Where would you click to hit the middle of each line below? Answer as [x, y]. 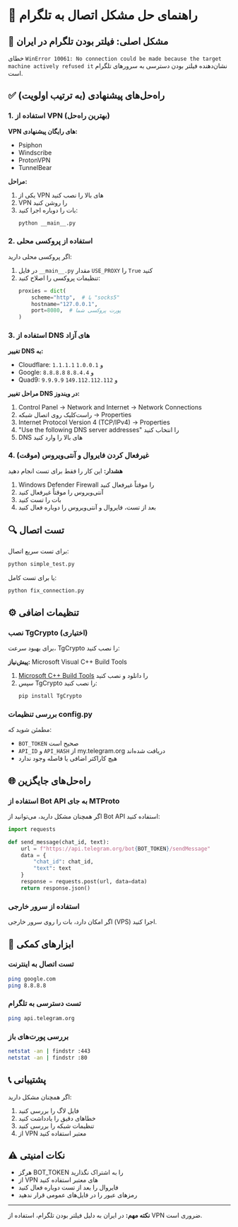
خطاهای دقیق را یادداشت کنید [57, 1118]
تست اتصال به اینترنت [41, 964]
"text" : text [53, 869]
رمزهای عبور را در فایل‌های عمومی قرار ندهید [78, 1195]
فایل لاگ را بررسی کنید [49, 1110]
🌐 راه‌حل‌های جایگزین [49, 780]
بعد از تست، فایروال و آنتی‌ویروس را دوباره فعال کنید [87, 507]
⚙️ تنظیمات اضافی [44, 612]
